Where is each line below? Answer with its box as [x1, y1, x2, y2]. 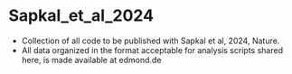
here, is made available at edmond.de [21, 54, 162, 65]
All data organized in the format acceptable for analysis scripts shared [21, 44, 284, 55]
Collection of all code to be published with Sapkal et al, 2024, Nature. [21, 35, 280, 46]
